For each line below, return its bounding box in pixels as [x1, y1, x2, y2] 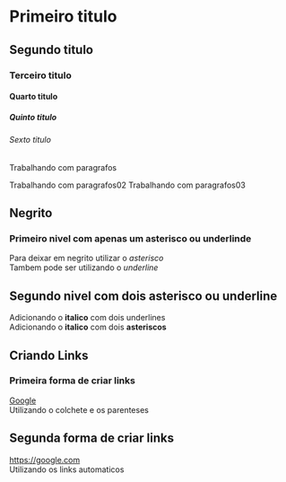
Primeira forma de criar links [9, 374, 136, 387]
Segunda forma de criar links [9, 431, 175, 446]
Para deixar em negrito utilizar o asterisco [9, 253, 164, 264]
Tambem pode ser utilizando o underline [9, 262, 159, 273]
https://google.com [9, 454, 81, 465]
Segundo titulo [9, 42, 94, 57]
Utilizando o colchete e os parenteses [9, 404, 150, 415]
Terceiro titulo [9, 69, 72, 82]
